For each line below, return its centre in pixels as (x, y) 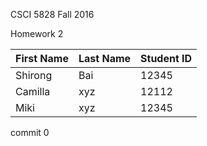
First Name (42, 58)
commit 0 (30, 132)
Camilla (33, 91)
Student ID (166, 58)
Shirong (34, 75)
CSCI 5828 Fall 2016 (52, 14)
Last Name (105, 58)
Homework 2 (37, 33)
